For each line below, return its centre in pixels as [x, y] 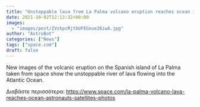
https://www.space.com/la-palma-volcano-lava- [125, 91]
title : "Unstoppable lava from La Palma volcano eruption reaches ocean [98, 12]
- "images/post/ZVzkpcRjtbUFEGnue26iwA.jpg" [68, 28]
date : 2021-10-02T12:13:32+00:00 [48, 17]
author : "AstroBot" [30, 34]
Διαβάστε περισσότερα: [35, 91]
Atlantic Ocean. [25, 80]
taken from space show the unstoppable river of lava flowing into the [91, 73]
